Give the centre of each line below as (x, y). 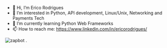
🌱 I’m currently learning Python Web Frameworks (63, 23)
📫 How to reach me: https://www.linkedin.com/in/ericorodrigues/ (80, 29)
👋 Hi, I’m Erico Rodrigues (38, 8)
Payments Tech (28, 18)
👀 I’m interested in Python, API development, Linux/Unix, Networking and (87, 13)
